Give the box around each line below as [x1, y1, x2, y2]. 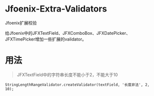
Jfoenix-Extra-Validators [5, 3, 108, 14]
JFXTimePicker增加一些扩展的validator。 [5, 36, 87, 42]
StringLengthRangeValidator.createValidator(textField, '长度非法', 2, [5, 82, 150, 87]
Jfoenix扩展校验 [5, 20, 37, 26]
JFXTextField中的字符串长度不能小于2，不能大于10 [16, 71, 118, 78]
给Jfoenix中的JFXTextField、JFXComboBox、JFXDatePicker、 [5, 30, 131, 36]
